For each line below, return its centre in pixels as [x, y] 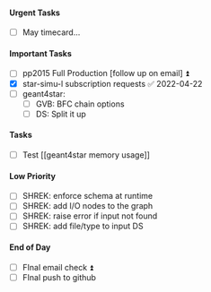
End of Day [30, 247]
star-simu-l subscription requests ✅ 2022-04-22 [112, 83]
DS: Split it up [61, 114]
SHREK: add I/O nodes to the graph [88, 206]
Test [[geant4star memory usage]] [86, 155]
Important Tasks [40, 53]
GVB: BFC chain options [80, 104]
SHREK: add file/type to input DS [83, 226]
